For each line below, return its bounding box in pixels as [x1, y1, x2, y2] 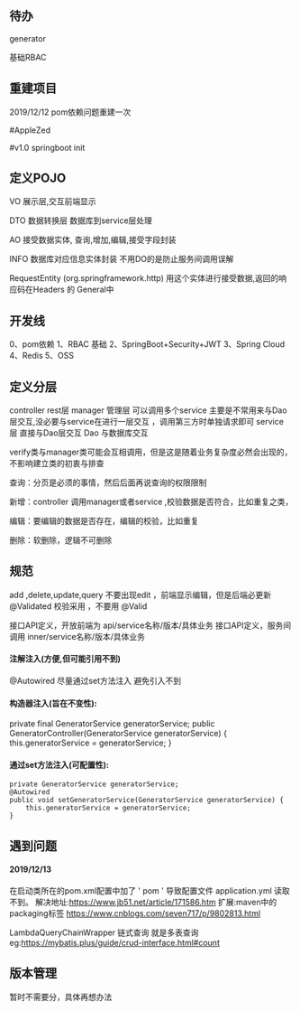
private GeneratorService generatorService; [9, 780, 179, 789]
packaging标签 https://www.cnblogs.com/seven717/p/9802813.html [9, 908, 261, 919]
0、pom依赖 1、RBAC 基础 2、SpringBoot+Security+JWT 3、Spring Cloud [9, 339, 286, 350]
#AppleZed [9, 125, 51, 136]
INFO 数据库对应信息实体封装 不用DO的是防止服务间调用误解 [9, 254, 234, 265]
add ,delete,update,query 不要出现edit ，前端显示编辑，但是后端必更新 [9, 589, 272, 600]
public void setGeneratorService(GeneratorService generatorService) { [9, 796, 284, 805]
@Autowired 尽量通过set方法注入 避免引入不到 [9, 676, 182, 687]
